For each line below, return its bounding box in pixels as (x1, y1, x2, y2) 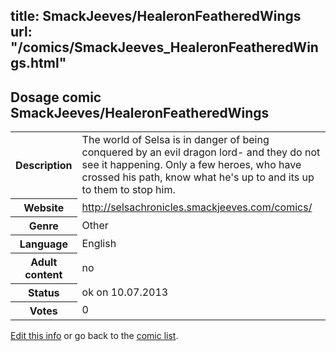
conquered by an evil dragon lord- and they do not (81, 145, 321, 159)
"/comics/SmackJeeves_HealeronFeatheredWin (10, 39, 319, 56)
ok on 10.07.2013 (81, 285, 169, 299)
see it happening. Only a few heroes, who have (81, 158, 302, 172)
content (24, 267, 63, 281)
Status (28, 285, 60, 299)
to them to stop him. (81, 183, 176, 197)
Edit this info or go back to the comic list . (10, 329, 179, 341)
